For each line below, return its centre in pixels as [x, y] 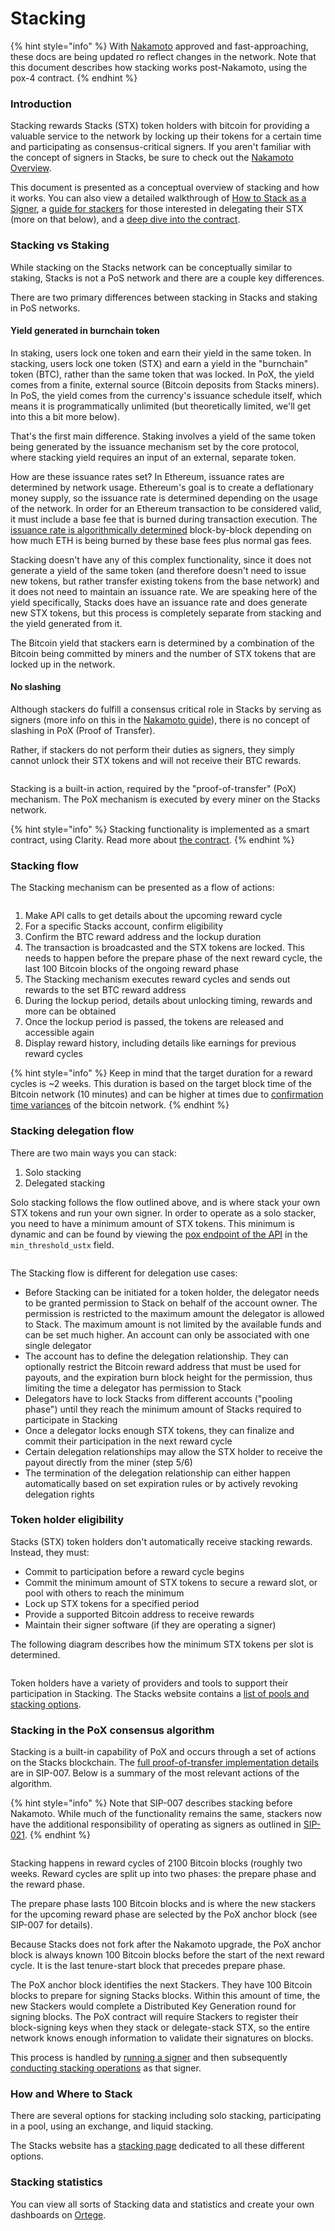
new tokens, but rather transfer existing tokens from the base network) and [165, 581]
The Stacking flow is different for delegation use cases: [124, 1273]
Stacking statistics [56, 2182]
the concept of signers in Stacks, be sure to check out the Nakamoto [152, 158]
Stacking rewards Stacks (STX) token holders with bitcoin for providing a [160, 126]
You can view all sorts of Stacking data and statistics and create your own [162, 2204]
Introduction [41, 104]
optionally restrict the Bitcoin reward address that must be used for [163, 1366]
